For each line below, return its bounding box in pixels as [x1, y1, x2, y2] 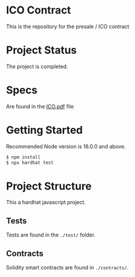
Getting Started [6, 124, 83, 137]
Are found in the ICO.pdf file [6, 103, 75, 110]
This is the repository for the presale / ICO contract [6, 23, 130, 30]
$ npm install [6, 154, 41, 160]
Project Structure [6, 180, 92, 192]
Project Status [6, 43, 77, 57]
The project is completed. [6, 63, 69, 70]
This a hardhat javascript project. [6, 199, 86, 206]
